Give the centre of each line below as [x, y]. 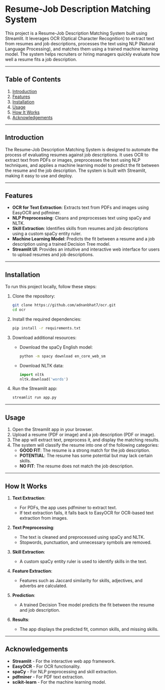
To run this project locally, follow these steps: [51, 287]
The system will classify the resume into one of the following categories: [85, 445]
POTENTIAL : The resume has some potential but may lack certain [86, 456]
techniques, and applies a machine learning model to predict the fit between [82, 165]
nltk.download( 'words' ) [44, 379]
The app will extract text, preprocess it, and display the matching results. [86, 440]
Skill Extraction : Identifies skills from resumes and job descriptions [80, 229]
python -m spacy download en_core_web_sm [62, 356]
